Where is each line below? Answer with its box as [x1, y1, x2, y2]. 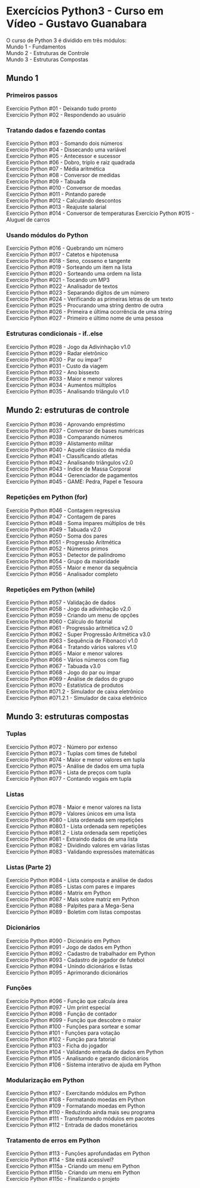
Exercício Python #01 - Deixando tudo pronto [6, 105, 117, 112]
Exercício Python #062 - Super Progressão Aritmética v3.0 [6, 631, 151, 638]
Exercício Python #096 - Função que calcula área [6, 997, 128, 1004]
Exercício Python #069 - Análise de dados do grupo [6, 675, 134, 682]
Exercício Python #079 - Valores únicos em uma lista [6, 810, 136, 817]
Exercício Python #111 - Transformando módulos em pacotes [6, 1115, 155, 1122]
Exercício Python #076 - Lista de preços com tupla [6, 768, 131, 776]
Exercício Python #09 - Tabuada [6, 178, 86, 185]
